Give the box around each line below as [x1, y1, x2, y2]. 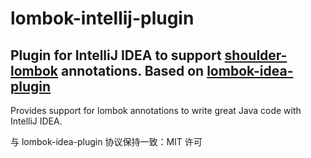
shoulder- [224, 47, 288, 64]
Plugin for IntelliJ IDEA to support [10, 47, 222, 64]
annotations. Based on [61, 62, 205, 79]
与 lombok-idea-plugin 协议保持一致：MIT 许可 [10, 136, 203, 147]
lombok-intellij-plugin [10, 7, 195, 30]
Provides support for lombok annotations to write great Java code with [10, 105, 302, 116]
